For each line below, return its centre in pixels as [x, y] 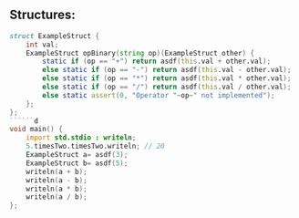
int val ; [42, 45]
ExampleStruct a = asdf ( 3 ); [77, 155]
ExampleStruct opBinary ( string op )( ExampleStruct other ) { [140, 53]
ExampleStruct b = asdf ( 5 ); [77, 163]
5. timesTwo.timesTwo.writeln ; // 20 [96, 146]
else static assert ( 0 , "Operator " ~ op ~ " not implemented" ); [159, 95]
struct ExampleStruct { [55, 36]
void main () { [36, 130]
